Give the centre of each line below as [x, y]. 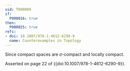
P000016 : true [24, 18]
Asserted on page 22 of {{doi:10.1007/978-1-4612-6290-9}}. [65, 63]
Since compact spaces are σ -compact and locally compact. [65, 54]
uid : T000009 [18, 9]
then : [10, 23]
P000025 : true [24, 27]
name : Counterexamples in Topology [45, 41]
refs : [10, 32]
